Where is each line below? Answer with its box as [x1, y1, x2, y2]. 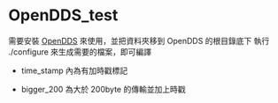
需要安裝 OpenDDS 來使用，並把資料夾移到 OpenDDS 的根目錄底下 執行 [8, 35, 270, 46]
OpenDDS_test [8, 5, 119, 26]
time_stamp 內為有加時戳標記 [20, 65, 128, 76]
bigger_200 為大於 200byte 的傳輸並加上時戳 [20, 84, 186, 94]
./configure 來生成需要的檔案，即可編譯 [8, 46, 152, 57]
